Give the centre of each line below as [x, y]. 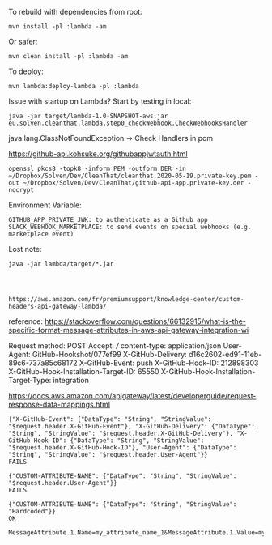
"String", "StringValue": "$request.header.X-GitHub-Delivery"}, [121, 433]
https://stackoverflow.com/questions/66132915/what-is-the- [145, 321]
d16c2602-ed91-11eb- [225, 354]
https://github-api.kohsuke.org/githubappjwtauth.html [98, 154]
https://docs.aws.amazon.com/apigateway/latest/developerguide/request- [132, 396]
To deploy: [26, 71]
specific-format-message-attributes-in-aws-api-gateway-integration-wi [129, 330]
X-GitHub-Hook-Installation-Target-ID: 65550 [84, 371]
